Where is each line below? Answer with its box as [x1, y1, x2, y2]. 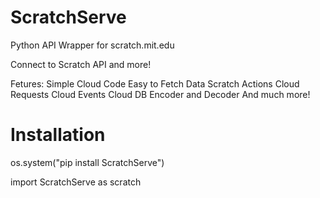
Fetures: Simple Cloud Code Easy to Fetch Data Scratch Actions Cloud [10, 77, 300, 90]
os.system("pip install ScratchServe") [10, 156, 165, 168]
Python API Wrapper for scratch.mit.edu [10, 39, 175, 51]
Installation [10, 124, 106, 146]
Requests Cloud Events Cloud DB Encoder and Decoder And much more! [10, 88, 311, 100]
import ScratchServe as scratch [10, 176, 142, 188]
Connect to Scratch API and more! [10, 58, 152, 70]
